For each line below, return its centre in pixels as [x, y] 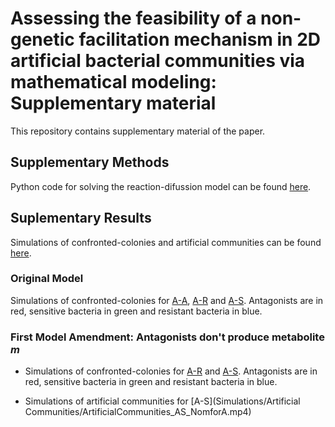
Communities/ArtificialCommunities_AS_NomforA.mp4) [138, 412]
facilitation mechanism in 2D [200, 39]
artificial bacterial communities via [158, 61]
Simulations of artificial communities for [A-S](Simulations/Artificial [162, 401]
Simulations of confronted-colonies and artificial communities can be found [166, 242]
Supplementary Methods [90, 162]
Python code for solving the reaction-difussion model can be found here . [161, 186]
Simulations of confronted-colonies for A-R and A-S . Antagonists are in [171, 371]
